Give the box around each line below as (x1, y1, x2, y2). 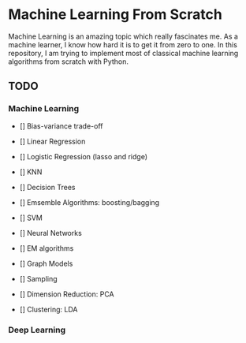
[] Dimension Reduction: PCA (19, 289, 114, 299)
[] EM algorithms (19, 243, 74, 253)
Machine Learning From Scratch (8, 6, 222, 24)
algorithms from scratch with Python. (8, 57, 129, 66)
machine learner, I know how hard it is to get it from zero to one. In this (8, 39, 238, 49)
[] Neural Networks (19, 228, 83, 237)
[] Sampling (19, 274, 58, 283)
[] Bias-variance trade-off (19, 121, 103, 131)
